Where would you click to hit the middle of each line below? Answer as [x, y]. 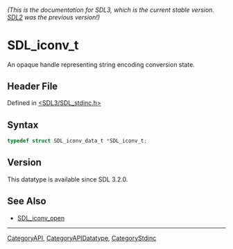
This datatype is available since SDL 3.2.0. [68, 179]
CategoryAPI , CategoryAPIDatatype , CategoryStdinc [82, 238]
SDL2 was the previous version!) [54, 17]
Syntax [23, 125]
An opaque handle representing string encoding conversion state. [101, 64]
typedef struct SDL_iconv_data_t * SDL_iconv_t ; [77, 141]
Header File [33, 86]
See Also [27, 201]
